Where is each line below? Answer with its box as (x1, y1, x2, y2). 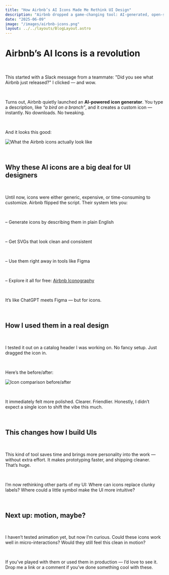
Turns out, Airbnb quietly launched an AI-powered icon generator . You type (5, 99, 163, 105)
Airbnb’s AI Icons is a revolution (5, 48, 140, 59)
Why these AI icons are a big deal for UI (5, 163, 131, 172)
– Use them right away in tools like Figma (5, 258, 91, 264)
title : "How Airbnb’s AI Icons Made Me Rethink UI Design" (5, 7, 132, 13)
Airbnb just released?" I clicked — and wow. (5, 79, 97, 86)
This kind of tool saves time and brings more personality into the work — (5, 451, 156, 457)
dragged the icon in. (5, 350, 47, 356)
